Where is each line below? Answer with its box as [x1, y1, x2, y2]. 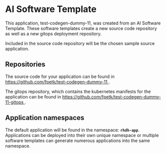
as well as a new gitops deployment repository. [5, 30, 102, 36]
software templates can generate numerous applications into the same [5, 137, 151, 143]
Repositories [5, 60, 46, 68]
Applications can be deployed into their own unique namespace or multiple [5, 132, 159, 138]
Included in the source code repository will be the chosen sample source [5, 40, 155, 46]
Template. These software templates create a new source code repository [5, 25, 157, 31]
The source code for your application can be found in [5, 73, 115, 79]
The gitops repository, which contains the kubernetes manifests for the [5, 88, 151, 94]
